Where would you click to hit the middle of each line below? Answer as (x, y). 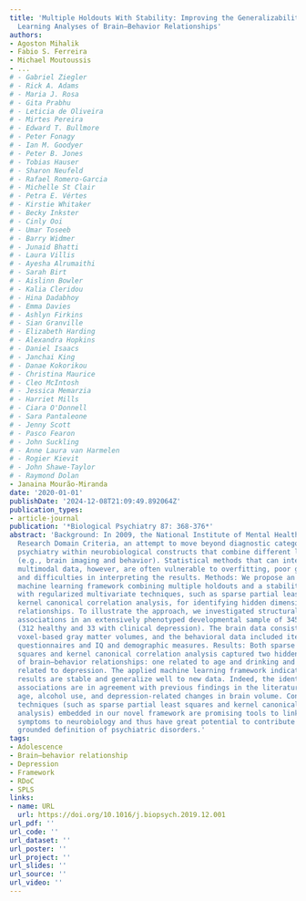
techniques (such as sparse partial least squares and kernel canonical (158, 704)
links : (22, 798)
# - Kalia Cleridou (46, 289)
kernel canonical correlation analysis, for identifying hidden (142, 603)
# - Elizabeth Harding (52, 332)
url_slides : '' (38, 866)
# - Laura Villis (42, 255)
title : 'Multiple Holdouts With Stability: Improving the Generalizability (156, 18)
